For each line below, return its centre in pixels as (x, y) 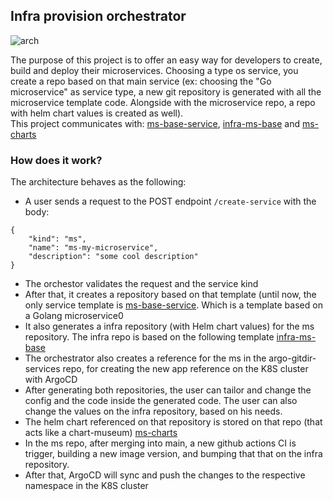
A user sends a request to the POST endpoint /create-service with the (170, 201)
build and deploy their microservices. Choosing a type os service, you (154, 70)
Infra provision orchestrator (98, 16)
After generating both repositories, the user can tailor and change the (168, 390)
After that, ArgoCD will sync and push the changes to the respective (165, 475)
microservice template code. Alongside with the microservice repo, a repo (163, 102)
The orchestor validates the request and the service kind (141, 284)
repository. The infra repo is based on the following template (149, 337)
